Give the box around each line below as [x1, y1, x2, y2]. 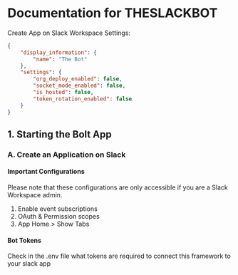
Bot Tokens [7, 236, 41, 244]
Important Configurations [7, 167, 85, 176]
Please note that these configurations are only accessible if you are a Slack [7, 183, 228, 192]
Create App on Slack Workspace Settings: [7, 28, 130, 37]
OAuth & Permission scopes [17, 212, 100, 221]
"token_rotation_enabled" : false [33, 95, 133, 103]
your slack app [7, 259, 51, 268]
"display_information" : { [20, 48, 98, 56]
